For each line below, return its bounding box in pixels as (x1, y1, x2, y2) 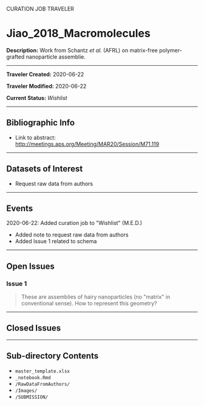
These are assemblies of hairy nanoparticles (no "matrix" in (21, 293, 171, 301)
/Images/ (15, 387, 38, 394)
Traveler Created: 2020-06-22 (6, 70, 84, 78)
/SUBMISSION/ (15, 394, 49, 400)
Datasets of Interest (6, 164, 83, 174)
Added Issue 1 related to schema (15, 238, 97, 245)
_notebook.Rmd (15, 374, 51, 380)
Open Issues (6, 261, 55, 271)
